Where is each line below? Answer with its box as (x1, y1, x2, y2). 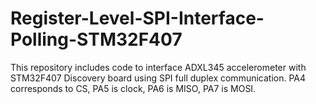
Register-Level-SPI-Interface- (10, 7, 265, 30)
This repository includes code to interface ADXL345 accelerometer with (10, 61, 307, 73)
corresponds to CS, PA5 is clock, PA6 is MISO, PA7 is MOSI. (10, 82, 257, 94)
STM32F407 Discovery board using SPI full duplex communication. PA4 (10, 72, 307, 84)
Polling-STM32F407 (10, 28, 183, 51)
